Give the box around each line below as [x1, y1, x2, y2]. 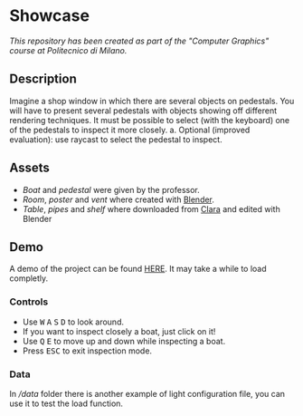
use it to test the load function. [9, 398, 124, 409]
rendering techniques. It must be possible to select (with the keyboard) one [9, 114, 290, 125]
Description [9, 72, 77, 87]
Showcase [9, 5, 90, 26]
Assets [9, 160, 50, 176]
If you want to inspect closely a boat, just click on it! [22, 325, 216, 336]
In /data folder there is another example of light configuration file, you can [9, 388, 286, 399]
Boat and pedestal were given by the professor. [22, 184, 201, 195]
